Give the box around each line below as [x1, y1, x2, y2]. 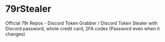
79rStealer [5, 3, 51, 15]
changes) [5, 31, 26, 37]
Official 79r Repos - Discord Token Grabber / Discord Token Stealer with [5, 20, 158, 26]
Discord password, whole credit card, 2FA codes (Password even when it [5, 25, 160, 31]
